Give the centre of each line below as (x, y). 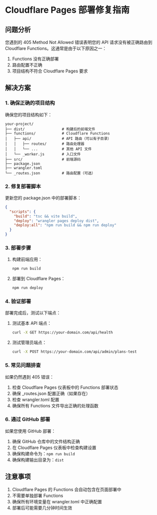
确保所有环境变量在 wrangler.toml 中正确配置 (57, 501)
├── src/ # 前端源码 (43, 159)
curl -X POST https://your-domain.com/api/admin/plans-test (74, 352)
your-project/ (20, 124)
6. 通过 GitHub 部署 (28, 420)
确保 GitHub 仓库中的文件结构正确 (46, 441)
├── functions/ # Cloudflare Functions (58, 133)
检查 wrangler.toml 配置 (36, 400)
